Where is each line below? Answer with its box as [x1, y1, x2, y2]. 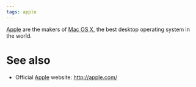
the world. [6, 32, 32, 40]
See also [6, 53, 51, 67]
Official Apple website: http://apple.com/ [15, 74, 118, 81]
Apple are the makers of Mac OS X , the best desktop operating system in [6, 26, 191, 33]
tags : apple [6, 9, 37, 15]
